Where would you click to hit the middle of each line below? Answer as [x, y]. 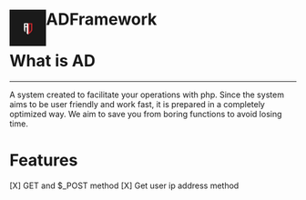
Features [44, 160]
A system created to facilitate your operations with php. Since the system [147, 95]
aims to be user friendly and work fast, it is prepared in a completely [138, 105]
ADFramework [102, 20]
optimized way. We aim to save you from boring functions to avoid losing [146, 115]
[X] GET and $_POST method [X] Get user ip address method [124, 185]
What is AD [52, 61]
